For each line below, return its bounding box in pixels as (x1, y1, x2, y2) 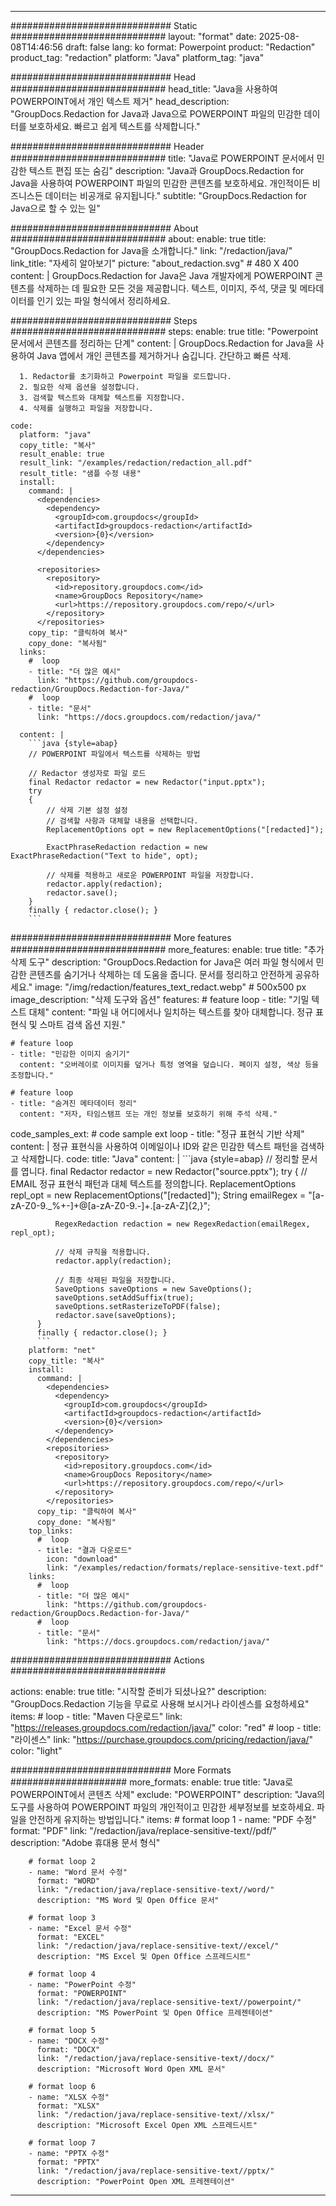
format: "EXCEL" (36, 1932, 105, 1942)
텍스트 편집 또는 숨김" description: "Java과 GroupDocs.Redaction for (28, 165, 305, 176)
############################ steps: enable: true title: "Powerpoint (10, 326, 319, 337)
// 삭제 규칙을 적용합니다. (54, 1247, 151, 1257)
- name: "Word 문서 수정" (28, 1867, 128, 1877)
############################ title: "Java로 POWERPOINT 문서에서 (10, 152, 315, 164)
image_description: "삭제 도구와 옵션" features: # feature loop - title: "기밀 (10, 994, 310, 1005)
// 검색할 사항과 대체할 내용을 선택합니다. (46, 816, 199, 826)
